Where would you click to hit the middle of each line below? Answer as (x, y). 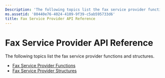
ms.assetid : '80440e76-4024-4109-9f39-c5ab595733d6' (60, 14)
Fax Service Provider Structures (44, 71)
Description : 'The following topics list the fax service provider (76, 10)
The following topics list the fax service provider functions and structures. (80, 56)
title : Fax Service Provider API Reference (50, 19)
